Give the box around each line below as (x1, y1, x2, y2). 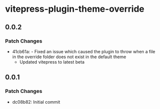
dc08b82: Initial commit (12, 99, 60, 105)
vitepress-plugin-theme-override (5, 3, 145, 15)
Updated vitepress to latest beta (19, 59, 85, 65)
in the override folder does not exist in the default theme (12, 54, 127, 60)
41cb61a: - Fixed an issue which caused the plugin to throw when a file (12, 48, 156, 54)
